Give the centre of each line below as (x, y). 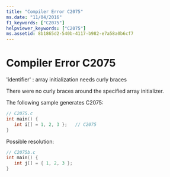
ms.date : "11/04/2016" (34, 17)
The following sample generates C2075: (55, 103)
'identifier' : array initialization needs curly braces (67, 80)
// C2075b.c (21, 152)
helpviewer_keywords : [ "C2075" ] (46, 28)
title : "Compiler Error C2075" (45, 12)
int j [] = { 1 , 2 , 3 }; (43, 163)
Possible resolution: (30, 141)
